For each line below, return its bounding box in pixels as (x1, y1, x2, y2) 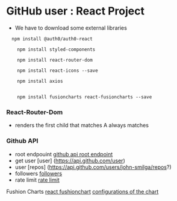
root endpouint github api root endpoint (14, 150, 113, 158)
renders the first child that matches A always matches (14, 122, 149, 129)
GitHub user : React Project (6, 4, 145, 18)
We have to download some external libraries (14, 24, 128, 31)
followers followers (14, 170, 62, 177)
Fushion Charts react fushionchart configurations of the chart (6, 188, 159, 195)
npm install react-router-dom (17, 57, 93, 63)
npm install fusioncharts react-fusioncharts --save (17, 94, 152, 100)
